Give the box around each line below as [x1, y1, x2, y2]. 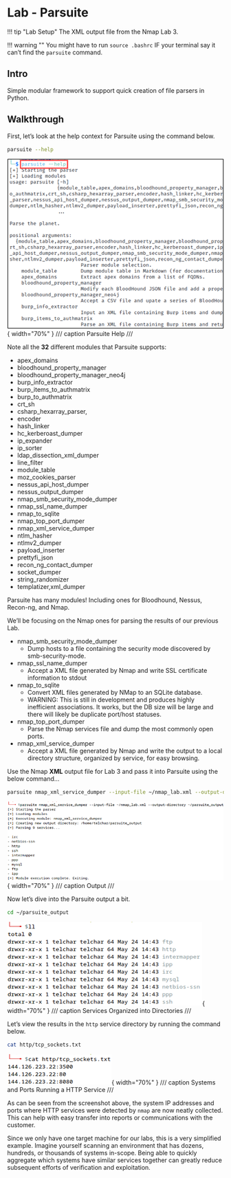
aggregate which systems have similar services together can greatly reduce [7, 1156, 222, 1164]
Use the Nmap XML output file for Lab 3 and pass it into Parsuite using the [7, 768, 219, 776]
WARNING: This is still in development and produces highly [27, 696, 195, 704]
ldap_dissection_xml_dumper [16, 452, 100, 460]
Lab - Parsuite [7, 5, 89, 21]
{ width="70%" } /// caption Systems [111, 1078, 216, 1087]
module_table [16, 466, 56, 474]
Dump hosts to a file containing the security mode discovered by [27, 645, 211, 653]
